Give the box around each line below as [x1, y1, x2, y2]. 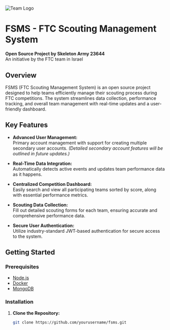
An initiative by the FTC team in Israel [5, 56, 83, 62]
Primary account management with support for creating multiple [12, 140, 147, 146]
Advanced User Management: [12, 134, 78, 140]
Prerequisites [5, 263, 39, 270]
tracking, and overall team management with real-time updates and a [5, 100, 150, 106]
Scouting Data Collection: [12, 202, 69, 208]
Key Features [5, 121, 48, 129]
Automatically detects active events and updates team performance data [12, 166, 165, 172]
